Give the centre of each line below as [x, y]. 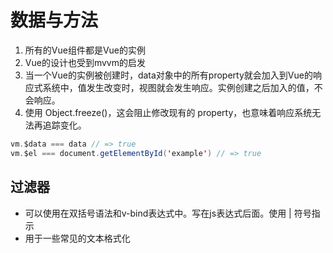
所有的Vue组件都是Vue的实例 [85, 50]
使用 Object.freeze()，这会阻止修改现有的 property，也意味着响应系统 [168, 112]
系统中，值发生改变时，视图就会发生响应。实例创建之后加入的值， [178, 87]
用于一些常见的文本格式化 [77, 238]
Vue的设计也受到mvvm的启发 [85, 62]
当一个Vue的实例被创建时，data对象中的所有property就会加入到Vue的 [168, 75]
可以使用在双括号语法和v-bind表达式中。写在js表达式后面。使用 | [158, 213]
